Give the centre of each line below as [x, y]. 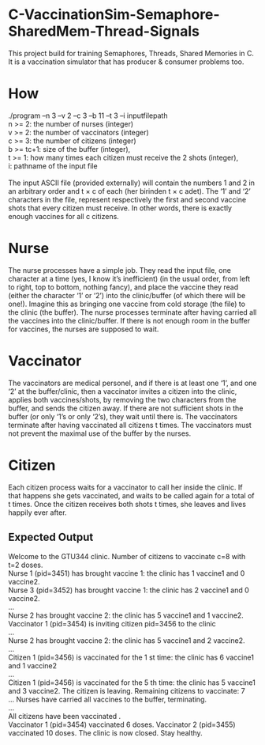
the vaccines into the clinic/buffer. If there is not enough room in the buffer [129, 320]
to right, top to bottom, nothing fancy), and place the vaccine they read [123, 287]
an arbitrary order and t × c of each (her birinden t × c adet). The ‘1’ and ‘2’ [129, 191]
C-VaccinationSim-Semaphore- [114, 15]
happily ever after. [37, 512]
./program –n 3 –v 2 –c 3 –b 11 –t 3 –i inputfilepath [88, 115]
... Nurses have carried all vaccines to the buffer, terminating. [108, 699]
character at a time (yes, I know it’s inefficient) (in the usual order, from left [129, 278]
